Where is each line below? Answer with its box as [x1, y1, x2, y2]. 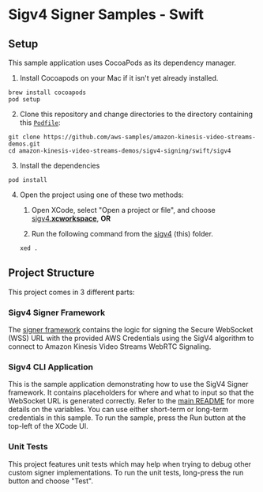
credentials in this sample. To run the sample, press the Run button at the [8, 413, 246, 422]
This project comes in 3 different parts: [8, 287, 135, 297]
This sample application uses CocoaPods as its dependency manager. [8, 58, 237, 67]
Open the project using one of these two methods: [19, 190, 184, 199]
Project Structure [8, 267, 95, 280]
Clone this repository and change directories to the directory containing [19, 109, 253, 119]
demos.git [8, 140, 41, 148]
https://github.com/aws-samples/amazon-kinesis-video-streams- [43, 133, 257, 141]
